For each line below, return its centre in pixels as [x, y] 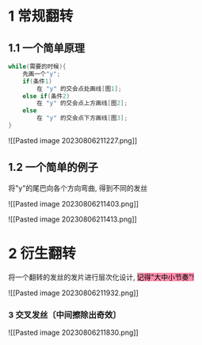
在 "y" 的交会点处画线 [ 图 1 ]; [79, 89]
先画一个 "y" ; [42, 74]
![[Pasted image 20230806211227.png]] [73, 140]
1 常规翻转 [41, 16]
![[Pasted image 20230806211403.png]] [74, 203]
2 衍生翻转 [42, 253]
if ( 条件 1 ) [38, 81]
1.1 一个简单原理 [47, 48]
